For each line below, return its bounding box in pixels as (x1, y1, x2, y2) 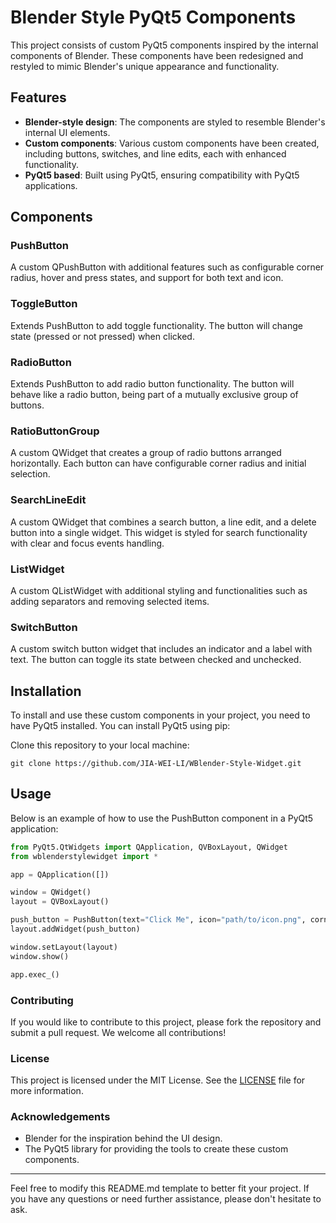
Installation (10, 682, 82, 700)
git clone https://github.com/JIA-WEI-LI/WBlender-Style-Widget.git (10, 759, 302, 769)
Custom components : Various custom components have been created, (24, 137, 320, 149)
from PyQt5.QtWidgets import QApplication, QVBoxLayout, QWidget (10, 842, 288, 852)
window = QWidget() (10, 887, 92, 898)
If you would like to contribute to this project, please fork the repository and (10, 1016, 322, 1028)
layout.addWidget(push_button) (10, 924, 141, 935)
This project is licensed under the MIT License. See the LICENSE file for (10, 1074, 306, 1086)
